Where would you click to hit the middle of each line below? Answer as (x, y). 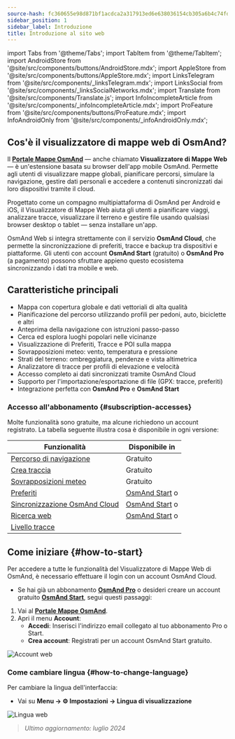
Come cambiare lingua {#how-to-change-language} (98, 672)
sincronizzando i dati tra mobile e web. (63, 268)
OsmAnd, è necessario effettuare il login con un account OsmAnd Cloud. (112, 576)
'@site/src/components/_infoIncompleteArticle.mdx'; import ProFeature (110, 105)
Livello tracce (33, 527)
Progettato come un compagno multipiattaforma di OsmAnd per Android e (114, 202)
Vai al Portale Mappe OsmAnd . (63, 611)
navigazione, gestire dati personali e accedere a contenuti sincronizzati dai (115, 181)
